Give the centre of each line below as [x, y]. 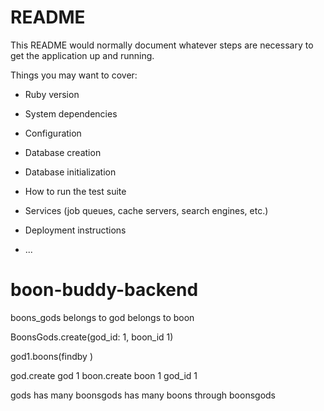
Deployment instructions [75, 230]
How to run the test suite [75, 191]
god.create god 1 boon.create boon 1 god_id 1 [104, 375]
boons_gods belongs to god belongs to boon [102, 317]
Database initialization [70, 172]
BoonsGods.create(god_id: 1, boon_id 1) [92, 337]
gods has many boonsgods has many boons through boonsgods [143, 395]
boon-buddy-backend [104, 290]
